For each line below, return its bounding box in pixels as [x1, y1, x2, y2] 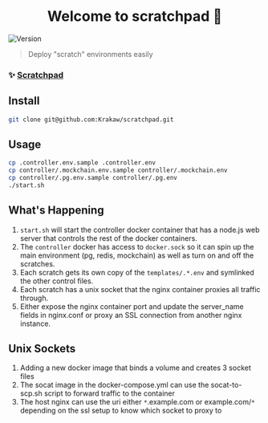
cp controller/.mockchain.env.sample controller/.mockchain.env [8, 166, 228, 175]
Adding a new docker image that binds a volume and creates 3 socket [19, 363, 251, 372]
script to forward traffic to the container [43, 388, 175, 398]
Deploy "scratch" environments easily [27, 49, 154, 59]
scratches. [19, 258, 55, 268]
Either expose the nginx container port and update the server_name [19, 301, 244, 311]
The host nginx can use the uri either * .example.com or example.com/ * [19, 397, 255, 407]
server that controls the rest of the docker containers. [19, 233, 198, 243]
